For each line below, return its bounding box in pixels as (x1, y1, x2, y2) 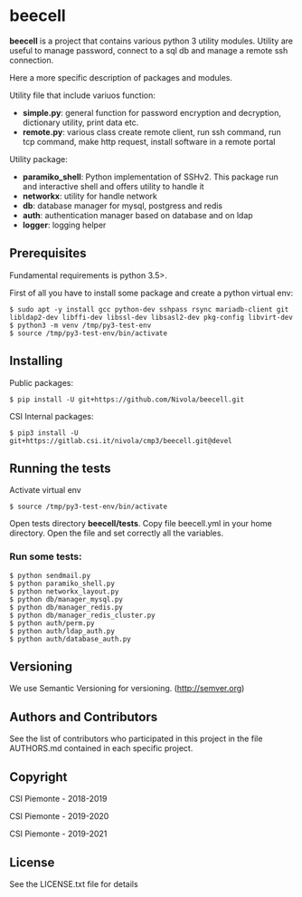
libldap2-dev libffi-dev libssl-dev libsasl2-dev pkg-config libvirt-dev (9, 313, 294, 322)
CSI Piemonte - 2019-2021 (9, 828, 108, 839)
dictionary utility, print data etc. (22, 117, 139, 128)
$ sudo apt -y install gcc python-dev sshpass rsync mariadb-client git (9, 304, 289, 313)
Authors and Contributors (9, 709, 158, 725)
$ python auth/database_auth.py (9, 634, 131, 643)
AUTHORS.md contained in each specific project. (9, 743, 193, 754)
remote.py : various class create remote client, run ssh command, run (22, 126, 282, 137)
